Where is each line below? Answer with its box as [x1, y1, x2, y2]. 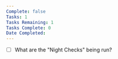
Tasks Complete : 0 [6, 25, 51, 31]
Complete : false [6, 8, 46, 15]
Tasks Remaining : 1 [6, 19, 54, 25]
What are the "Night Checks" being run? [14, 46, 113, 53]
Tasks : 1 [6, 14, 28, 20]
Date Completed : [6, 30, 46, 36]
